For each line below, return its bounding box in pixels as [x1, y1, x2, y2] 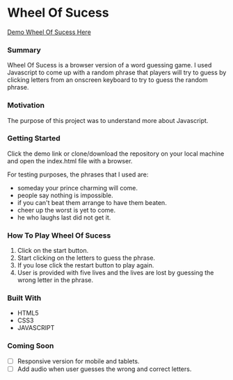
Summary [7, 45, 42, 55]
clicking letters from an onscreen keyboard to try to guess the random [7, 76, 208, 84]
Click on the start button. [17, 247, 89, 255]
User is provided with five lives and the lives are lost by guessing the [17, 269, 214, 277]
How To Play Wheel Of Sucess [7, 231, 111, 240]
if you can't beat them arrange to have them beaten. [17, 198, 167, 206]
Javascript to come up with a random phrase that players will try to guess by [7, 68, 227, 77]
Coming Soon [7, 341, 54, 351]
